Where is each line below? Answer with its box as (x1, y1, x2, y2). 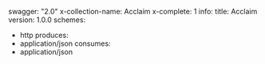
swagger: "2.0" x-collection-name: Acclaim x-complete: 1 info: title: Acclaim (8, 7, 258, 16)
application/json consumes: (19, 39, 111, 48)
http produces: (19, 31, 69, 40)
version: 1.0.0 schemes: (8, 15, 86, 24)
